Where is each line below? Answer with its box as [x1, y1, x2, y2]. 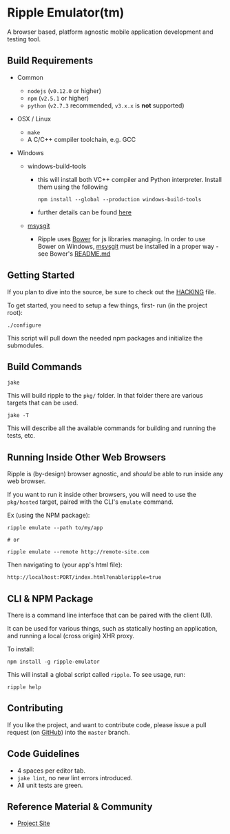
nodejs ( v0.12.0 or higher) [27, 86, 102, 94]
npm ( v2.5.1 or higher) [27, 94, 90, 102]
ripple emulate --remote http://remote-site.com [7, 549, 149, 556]
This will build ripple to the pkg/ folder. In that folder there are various [7, 391, 203, 400]
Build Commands [7, 360, 83, 373]
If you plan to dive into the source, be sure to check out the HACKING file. [7, 287, 216, 296]
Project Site [17, 819, 50, 828]
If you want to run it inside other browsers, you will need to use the [7, 491, 197, 499]
